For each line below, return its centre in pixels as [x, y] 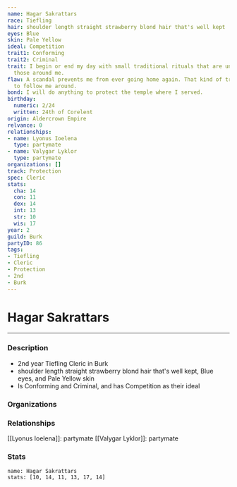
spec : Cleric [26, 178]
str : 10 [25, 217]
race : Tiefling [30, 20]
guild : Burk [25, 237]
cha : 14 [25, 191]
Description [28, 348]
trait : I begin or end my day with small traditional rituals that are [115, 66]
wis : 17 [25, 223]
